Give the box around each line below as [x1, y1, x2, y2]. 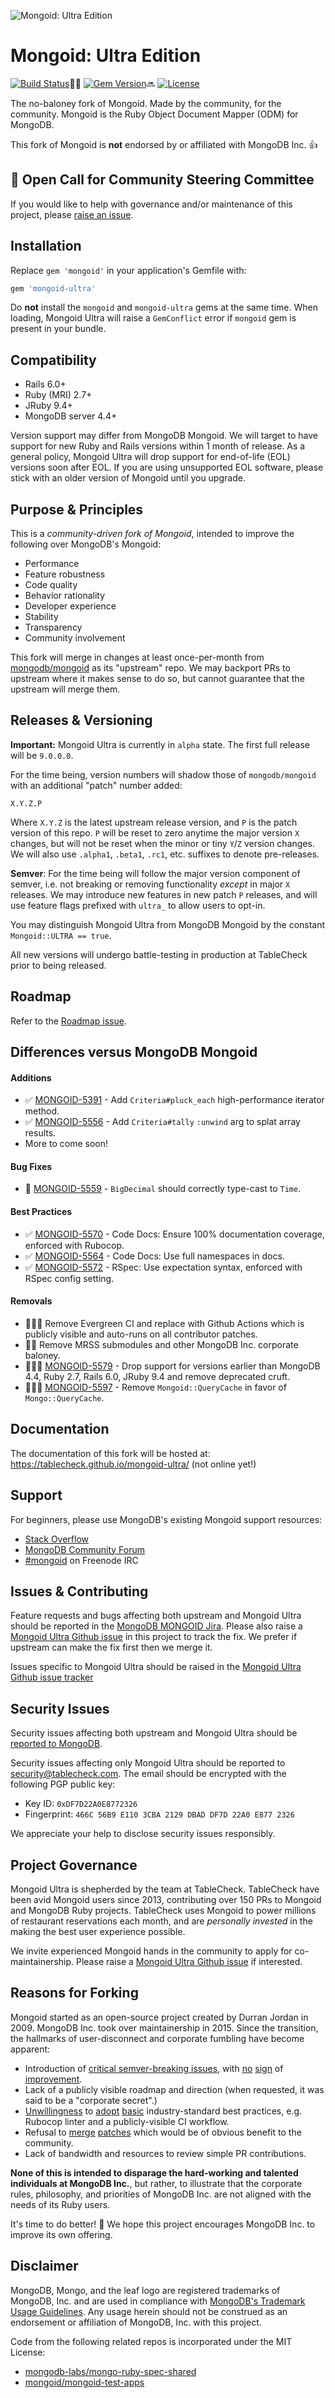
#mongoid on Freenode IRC [24, 1554, 139, 1566]
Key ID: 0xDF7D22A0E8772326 [24, 1798, 138, 1810]
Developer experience [24, 600, 117, 612]
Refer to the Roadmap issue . [10, 1015, 127, 1027]
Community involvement [24, 632, 126, 644]
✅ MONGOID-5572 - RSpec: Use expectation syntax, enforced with [24, 1261, 303, 1273]
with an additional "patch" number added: [10, 779, 183, 791]
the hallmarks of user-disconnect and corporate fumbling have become [10, 2032, 305, 2044]
